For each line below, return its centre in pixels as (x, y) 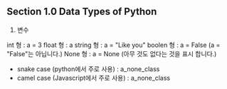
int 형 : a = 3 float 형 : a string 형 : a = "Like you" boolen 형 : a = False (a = (114, 45)
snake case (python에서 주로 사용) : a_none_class (88, 69)
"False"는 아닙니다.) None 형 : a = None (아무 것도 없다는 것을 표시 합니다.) (112, 53)
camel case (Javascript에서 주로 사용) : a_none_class (94, 78)
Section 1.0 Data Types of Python (82, 12)
